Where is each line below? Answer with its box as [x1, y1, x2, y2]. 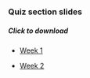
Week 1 [19, 46, 43, 55]
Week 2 [19, 61, 45, 70]
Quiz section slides [8, 6, 82, 17]
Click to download [8, 26, 69, 35]
